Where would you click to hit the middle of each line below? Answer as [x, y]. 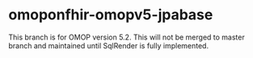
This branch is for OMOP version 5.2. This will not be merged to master [126, 37]
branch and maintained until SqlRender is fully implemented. [108, 45]
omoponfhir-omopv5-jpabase [111, 15]
